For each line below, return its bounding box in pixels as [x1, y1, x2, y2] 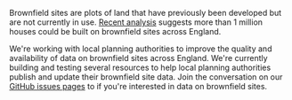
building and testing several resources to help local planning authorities [9, 62, 272, 73]
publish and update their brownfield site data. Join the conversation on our [9, 72, 283, 82]
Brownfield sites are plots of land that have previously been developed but [9, 8, 282, 18]
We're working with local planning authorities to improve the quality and [9, 43, 272, 54]
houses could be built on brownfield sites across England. [9, 27, 222, 36]
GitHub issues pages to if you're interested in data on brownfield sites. [9, 81, 268, 91]
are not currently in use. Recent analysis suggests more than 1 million [9, 17, 264, 27]
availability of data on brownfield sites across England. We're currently [9, 53, 269, 63]
